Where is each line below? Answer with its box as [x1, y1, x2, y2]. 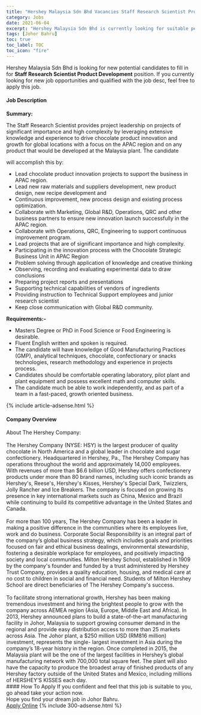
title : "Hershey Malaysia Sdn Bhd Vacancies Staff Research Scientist [6, 8, 186, 15]
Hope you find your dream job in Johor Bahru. [6, 696, 120, 703]
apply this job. [6, 83, 41, 90]
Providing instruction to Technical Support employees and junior [14, 291, 173, 298]
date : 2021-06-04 [6, 20, 50, 26]
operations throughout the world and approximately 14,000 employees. [6, 461, 181, 468]
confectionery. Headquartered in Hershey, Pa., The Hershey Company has [6, 454, 190, 462]
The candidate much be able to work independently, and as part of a [14, 384, 184, 391]
